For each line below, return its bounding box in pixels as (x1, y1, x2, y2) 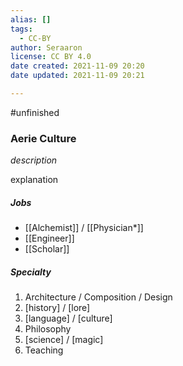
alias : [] (10, 14, 52, 25)
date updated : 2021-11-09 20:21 (10, 71, 145, 81)
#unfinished (10, 106, 60, 118)
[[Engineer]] (24, 232, 75, 245)
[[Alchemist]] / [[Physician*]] (24, 222, 144, 234)
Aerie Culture (10, 131, 77, 145)
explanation (10, 174, 59, 186)
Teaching (24, 344, 64, 356)
